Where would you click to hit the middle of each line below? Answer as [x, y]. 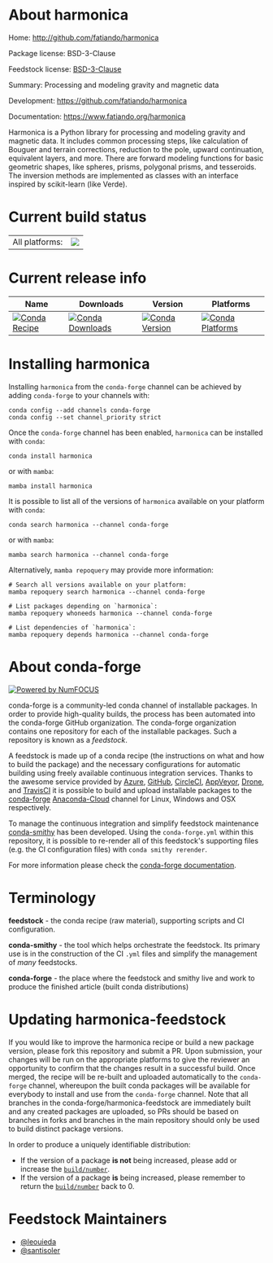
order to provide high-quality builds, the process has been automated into [132, 713]
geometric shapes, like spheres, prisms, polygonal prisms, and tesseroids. [132, 167]
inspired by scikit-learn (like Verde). [68, 184]
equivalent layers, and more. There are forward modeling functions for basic [136, 158]
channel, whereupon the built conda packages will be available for [139, 1085]
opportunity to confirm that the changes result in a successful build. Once [132, 1068]
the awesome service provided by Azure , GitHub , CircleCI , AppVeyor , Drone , [136, 781]
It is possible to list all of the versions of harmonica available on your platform [136, 501]
